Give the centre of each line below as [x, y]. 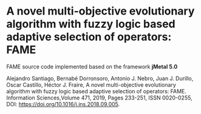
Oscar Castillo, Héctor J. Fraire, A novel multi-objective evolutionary [91, 85]
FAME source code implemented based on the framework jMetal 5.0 [92, 66]
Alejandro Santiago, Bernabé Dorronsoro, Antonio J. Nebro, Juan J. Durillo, [100, 78]
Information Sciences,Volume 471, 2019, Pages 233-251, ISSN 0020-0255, [99, 98]
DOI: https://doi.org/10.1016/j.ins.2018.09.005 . [63, 104]
